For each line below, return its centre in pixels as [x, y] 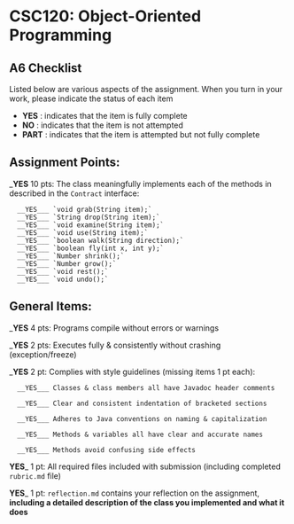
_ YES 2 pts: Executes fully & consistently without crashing [115, 345]
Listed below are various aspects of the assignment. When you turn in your [146, 89]
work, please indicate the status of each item [91, 98]
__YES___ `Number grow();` [67, 263]
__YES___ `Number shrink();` [71, 256]
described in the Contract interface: [74, 193]
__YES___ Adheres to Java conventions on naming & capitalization [142, 418]
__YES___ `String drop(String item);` [89, 217]
